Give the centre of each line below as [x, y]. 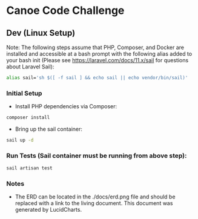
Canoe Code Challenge [65, 11]
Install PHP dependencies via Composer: [66, 106]
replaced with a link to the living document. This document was [94, 203]
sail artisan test [29, 168]
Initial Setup [24, 93]
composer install [28, 118]
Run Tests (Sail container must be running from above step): [97, 155]
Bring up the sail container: [49, 129]
